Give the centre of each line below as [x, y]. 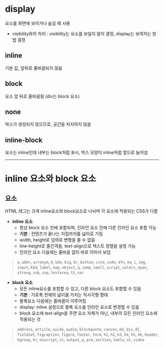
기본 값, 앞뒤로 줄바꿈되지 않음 [34, 68]
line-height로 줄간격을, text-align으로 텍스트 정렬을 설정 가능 [77, 246]
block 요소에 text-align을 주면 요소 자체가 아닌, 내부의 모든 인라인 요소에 [88, 313]
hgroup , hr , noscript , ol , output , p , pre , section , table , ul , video [81, 340]
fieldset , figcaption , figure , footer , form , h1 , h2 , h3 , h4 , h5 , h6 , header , [88, 334]
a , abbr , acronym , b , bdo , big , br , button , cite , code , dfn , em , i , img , [82, 262]
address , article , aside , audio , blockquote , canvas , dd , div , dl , [79, 329]
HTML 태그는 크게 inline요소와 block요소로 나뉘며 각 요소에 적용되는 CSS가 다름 [82, 211]
